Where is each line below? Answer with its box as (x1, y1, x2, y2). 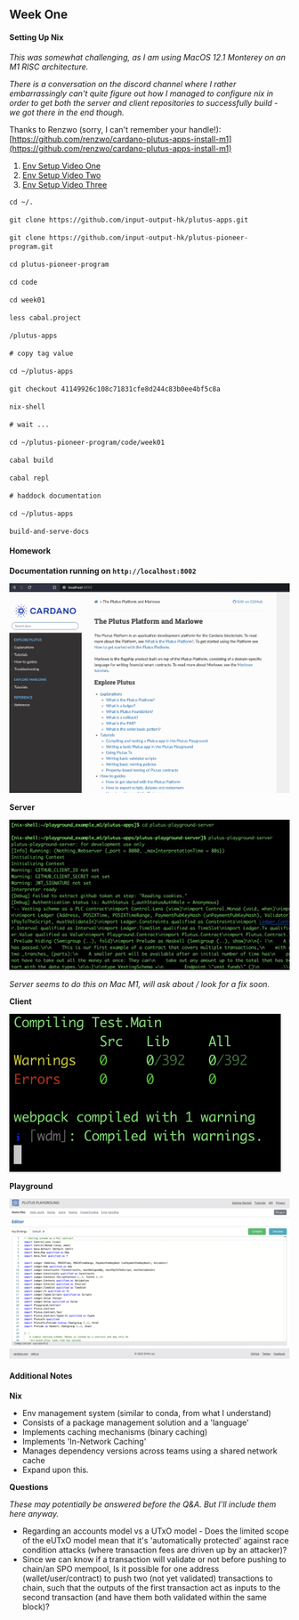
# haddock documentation (9, 491, 101, 500)
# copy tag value (9, 349, 74, 358)
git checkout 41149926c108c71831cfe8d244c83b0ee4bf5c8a (9, 385, 221, 393)
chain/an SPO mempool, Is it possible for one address (21, 1564, 220, 1575)
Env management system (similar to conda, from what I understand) (21, 1408, 271, 1419)
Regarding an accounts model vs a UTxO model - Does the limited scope (21, 1526, 289, 1536)
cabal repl (9, 474, 50, 482)
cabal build (9, 456, 53, 465)
